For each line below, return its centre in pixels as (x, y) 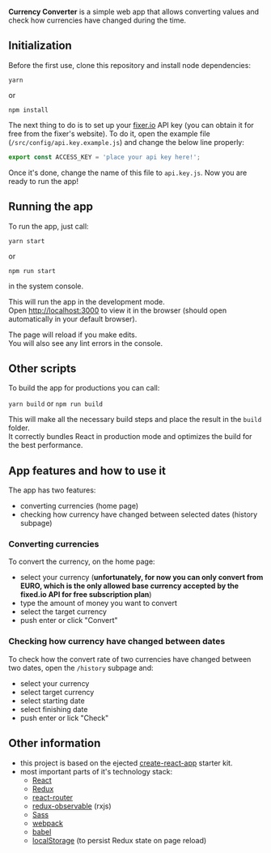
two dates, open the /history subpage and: (81, 667)
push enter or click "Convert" (69, 621)
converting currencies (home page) (79, 506)
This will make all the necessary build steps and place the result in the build (135, 420)
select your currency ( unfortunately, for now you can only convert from (142, 578)
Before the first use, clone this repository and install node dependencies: (129, 65)
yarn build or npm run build (56, 403)
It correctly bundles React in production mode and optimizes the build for (130, 437)
